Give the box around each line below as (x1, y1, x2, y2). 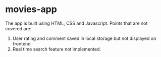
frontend (12, 40, 31, 46)
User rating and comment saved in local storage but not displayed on (12, 35, 156, 41)
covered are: (5, 25, 32, 31)
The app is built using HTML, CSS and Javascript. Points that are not (5, 20, 148, 26)
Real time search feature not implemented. (12, 46, 101, 52)
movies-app (5, 4, 57, 15)
